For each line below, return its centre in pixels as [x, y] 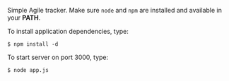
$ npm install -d [33, 44]
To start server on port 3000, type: [58, 57]
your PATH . [24, 18]
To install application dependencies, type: [68, 31]
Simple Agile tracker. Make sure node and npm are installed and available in [115, 10]
